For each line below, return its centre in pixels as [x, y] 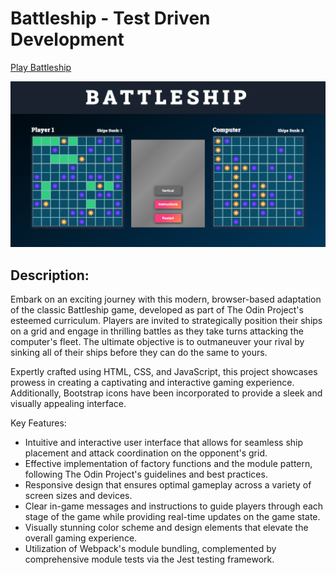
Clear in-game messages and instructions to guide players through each [174, 506]
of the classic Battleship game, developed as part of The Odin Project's [157, 310]
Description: [50, 275]
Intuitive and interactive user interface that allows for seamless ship [164, 443]
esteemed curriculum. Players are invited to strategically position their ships [166, 321]
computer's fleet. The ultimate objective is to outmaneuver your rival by [157, 342]
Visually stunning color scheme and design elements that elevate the [166, 528]
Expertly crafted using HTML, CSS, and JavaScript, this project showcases [164, 372]
